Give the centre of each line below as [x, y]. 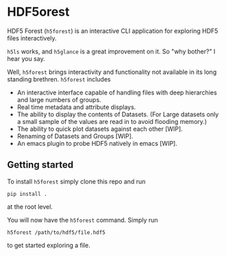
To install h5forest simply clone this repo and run [76, 181]
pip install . [27, 194]
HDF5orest [38, 12]
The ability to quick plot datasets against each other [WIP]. [100, 129]
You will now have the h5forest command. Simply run [83, 220]
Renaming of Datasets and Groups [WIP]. [75, 136]
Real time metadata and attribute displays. [76, 107]
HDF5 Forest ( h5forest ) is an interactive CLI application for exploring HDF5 [113, 31]
